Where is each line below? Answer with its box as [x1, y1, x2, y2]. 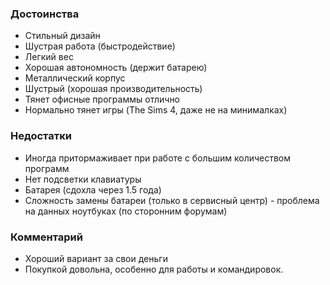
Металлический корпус [24, 72, 126, 84]
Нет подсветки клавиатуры [24, 173, 142, 185]
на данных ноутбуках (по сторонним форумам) [24, 205, 228, 217]
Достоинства [10, 7, 80, 21]
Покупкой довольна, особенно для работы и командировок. [24, 263, 284, 275]
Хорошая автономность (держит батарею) [24, 62, 208, 74]
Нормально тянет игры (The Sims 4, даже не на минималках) [24, 104, 288, 116]
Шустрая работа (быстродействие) [24, 40, 176, 52]
